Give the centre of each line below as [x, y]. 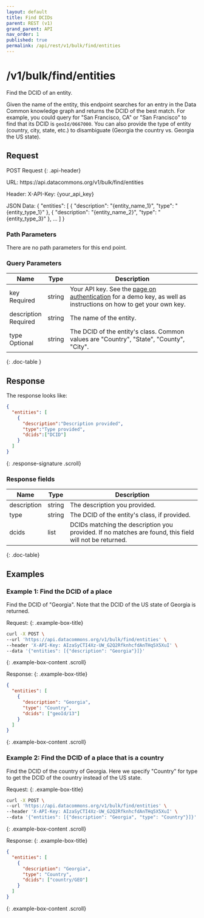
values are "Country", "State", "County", [127, 339]
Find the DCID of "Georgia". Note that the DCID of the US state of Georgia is [101, 604]
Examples [25, 574]
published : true [27, 40]
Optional [22, 343]
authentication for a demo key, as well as [128, 297]
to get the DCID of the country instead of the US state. [74, 777]
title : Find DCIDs [29, 18]
